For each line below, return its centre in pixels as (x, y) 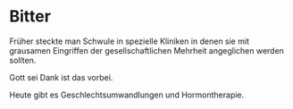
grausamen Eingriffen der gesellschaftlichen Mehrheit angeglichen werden (146, 50)
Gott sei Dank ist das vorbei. (61, 77)
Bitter (30, 17)
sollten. (23, 60)
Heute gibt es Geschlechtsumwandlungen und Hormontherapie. (127, 95)
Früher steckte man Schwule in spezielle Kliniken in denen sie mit (130, 41)
